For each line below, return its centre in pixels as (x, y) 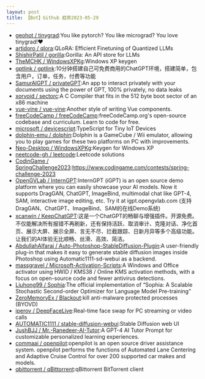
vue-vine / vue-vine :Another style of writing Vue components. (94, 109)
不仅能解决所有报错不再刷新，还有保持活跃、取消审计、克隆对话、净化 (104, 223)
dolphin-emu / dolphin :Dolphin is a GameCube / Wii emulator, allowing (104, 134)
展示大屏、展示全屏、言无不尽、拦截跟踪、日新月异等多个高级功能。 (112, 231)
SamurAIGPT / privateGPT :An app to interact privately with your (95, 83)
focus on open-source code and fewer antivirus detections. (90, 278)
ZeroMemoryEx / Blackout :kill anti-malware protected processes (96, 298)
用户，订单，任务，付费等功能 (58, 76)
